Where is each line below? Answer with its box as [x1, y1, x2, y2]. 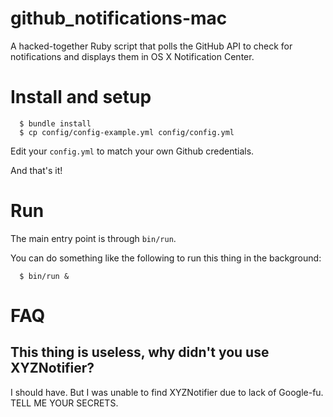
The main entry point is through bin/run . [10, 232, 177, 244]
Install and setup [10, 86, 152, 109]
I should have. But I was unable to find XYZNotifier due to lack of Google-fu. [10, 386, 324, 398]
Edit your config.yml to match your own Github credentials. [10, 145, 255, 157]
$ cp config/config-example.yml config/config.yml [19, 127, 235, 137]
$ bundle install [19, 118, 92, 129]
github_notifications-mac [10, 7, 228, 30]
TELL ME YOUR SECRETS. [10, 397, 119, 409]
